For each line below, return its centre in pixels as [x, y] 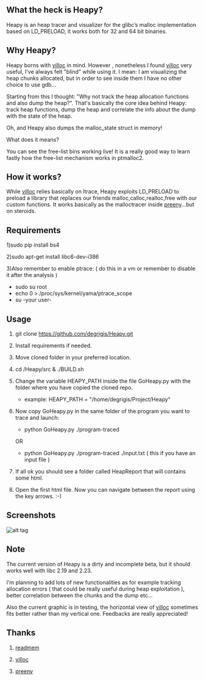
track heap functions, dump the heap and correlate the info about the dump [101, 109]
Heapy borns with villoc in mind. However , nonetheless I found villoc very [99, 65]
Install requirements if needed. [54, 346]
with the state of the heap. [39, 116]
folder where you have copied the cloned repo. [74, 387]
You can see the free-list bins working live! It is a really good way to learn [98, 151]
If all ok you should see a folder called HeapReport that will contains [100, 472]
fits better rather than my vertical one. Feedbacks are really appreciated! [97, 613]
